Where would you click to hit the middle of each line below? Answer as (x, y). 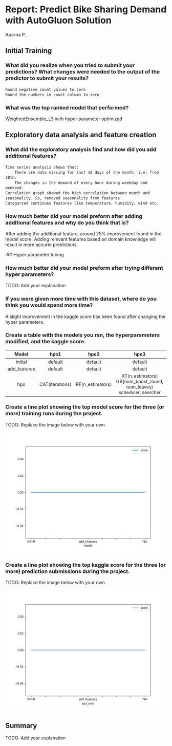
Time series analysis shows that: (42, 167)
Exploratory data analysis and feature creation (81, 135)
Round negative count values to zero (46, 89)
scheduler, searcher (140, 393)
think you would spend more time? (49, 305)
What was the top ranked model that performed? (67, 107)
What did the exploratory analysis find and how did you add (81, 150)
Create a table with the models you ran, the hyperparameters (83, 335)
